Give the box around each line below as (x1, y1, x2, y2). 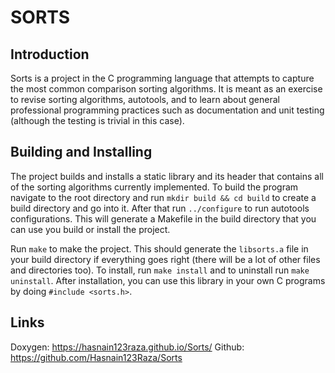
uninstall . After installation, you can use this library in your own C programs (10, 274, 326, 286)
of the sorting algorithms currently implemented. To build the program (10, 181, 299, 193)
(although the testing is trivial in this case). (10, 115, 185, 126)
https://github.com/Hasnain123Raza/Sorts (10, 351, 183, 363)
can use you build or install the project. (10, 223, 171, 235)
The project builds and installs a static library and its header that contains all (10, 170, 324, 182)
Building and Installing (10, 144, 153, 161)
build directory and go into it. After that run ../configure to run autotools (10, 202, 310, 214)
